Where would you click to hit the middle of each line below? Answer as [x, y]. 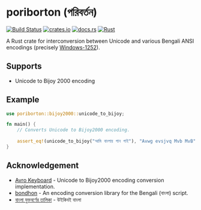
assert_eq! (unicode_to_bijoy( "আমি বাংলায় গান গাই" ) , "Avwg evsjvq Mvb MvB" [106, 141]
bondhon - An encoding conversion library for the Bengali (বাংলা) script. [101, 193]
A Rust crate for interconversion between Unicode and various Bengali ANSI [100, 41]
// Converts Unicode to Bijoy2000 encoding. [73, 130]
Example [23, 100]
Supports [24, 66]
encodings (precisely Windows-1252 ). [53, 47]
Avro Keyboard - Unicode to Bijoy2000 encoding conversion [89, 180]
